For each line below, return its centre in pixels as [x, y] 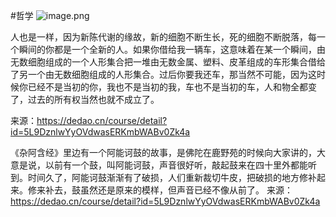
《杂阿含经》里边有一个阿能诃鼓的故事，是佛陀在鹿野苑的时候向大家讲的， [163, 152]
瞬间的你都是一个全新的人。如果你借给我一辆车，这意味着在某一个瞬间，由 [172, 49]
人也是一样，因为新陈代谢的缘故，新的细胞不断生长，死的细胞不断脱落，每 [163, 37]
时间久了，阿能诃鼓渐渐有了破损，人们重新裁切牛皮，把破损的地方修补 [172, 177]
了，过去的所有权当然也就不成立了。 [85, 99]
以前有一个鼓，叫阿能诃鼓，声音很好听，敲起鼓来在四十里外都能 [176, 165]
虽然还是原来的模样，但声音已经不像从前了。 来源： [186, 190]
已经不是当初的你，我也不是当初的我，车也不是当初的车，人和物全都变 [172, 87]
